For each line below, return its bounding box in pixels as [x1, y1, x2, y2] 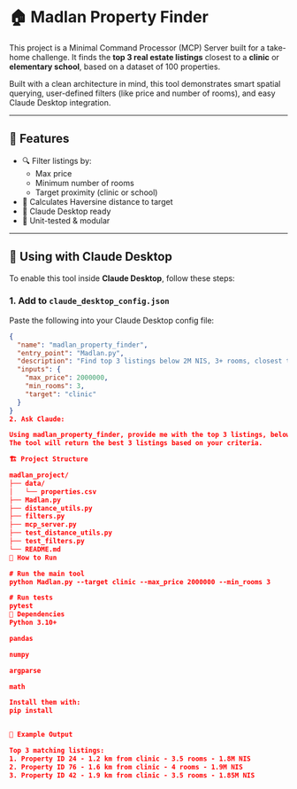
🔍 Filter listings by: [21, 155, 92, 166]
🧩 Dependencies [9, 610, 65, 619]
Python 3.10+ [9, 618, 57, 628]
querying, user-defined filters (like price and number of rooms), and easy [9, 88, 276, 98]
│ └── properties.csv [9, 487, 97, 496]
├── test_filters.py [9, 537, 86, 546]
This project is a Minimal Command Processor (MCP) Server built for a [9, 42, 265, 53]
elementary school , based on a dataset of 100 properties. [9, 61, 221, 72]
